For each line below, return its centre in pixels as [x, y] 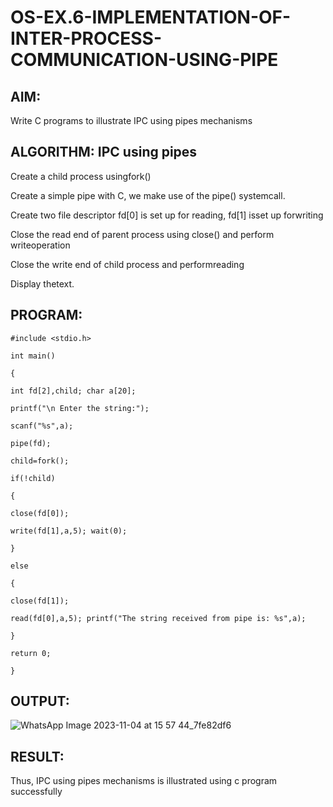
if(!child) [33, 478]
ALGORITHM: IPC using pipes [104, 152]
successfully [36, 792]
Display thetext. [42, 283]
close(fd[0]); [40, 513]
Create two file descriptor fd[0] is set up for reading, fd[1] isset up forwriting [167, 215]
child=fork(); [40, 461]
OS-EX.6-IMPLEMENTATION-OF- [151, 17]
